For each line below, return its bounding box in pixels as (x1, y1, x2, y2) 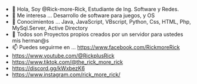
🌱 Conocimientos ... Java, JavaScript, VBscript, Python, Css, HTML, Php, (11, 18, 191, 25)
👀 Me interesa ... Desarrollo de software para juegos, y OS (11, 12, 155, 19)
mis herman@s (11, 37, 50, 44)
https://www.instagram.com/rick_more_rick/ (11, 71, 121, 78)
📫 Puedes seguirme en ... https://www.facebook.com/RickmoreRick (11, 44, 180, 50)
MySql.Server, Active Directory (11, 24, 88, 31)
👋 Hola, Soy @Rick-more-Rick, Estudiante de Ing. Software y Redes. (11, 6, 179, 12)
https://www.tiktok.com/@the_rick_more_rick (11, 59, 124, 65)
